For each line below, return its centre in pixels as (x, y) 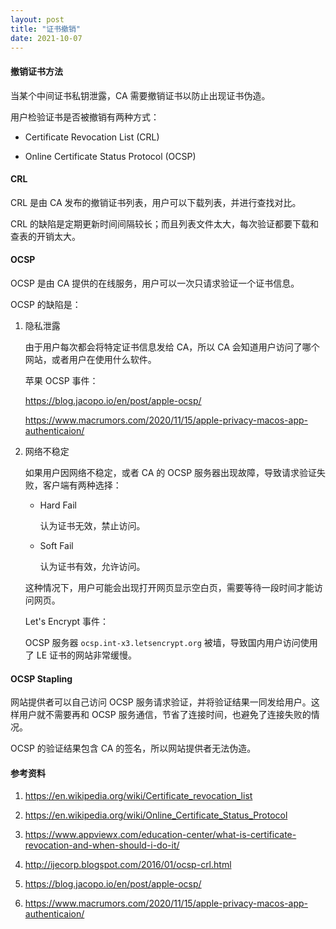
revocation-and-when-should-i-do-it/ (102, 845)
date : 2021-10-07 (46, 38)
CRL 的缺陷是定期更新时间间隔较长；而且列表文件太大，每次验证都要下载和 (165, 223)
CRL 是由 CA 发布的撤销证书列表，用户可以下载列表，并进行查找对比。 (156, 202)
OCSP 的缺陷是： (46, 304)
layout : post (37, 19)
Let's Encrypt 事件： (67, 621)
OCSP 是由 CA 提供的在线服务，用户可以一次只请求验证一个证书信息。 (155, 283)
